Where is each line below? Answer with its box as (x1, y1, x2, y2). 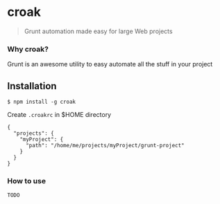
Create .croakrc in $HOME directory (7, 111, 112, 119)
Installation (7, 80, 57, 92)
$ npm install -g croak (7, 98, 76, 106)
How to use (7, 176, 46, 185)
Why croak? (7, 44, 49, 54)
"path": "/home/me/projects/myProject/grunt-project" (25, 142, 185, 149)
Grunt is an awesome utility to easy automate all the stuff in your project (7, 60, 213, 68)
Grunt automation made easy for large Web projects (24, 27, 173, 35)
